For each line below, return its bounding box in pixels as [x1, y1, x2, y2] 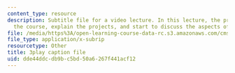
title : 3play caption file [7, 49, 86, 56]
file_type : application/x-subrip [7, 36, 105, 43]
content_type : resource [7, 10, 77, 17]
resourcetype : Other [7, 42, 68, 49]
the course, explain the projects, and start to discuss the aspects [13, 23, 220, 30]
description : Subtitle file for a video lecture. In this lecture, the [7, 17, 220, 24]
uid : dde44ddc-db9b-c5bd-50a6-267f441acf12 [7, 56, 136, 63]
